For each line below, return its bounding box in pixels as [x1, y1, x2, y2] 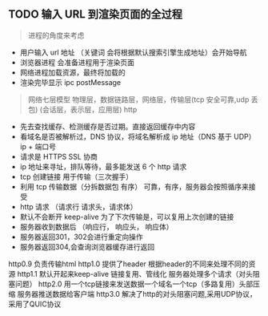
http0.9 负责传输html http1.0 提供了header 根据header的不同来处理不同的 [8, 259, 249, 269]
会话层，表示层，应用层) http [42, 104, 138, 114]
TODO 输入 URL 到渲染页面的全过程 [8, 7, 182, 22]
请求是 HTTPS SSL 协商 [19, 152, 98, 161]
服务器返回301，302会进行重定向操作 [19, 232, 143, 241]
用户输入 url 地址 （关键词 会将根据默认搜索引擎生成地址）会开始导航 [19, 47, 247, 57]
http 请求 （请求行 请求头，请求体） [19, 201, 138, 211]
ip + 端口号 [19, 141, 56, 151]
